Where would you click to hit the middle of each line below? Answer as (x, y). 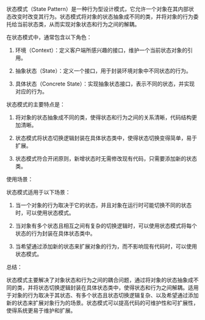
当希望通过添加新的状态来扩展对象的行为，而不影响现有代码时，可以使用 (106, 246)
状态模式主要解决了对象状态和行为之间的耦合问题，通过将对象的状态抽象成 (100, 280)
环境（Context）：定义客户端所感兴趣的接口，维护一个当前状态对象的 (101, 50)
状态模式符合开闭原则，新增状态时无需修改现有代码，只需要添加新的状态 (106, 158)
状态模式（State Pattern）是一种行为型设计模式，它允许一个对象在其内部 (98, 9)
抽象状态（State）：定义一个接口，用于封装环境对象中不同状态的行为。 (103, 71)
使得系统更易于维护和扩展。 (41, 311)
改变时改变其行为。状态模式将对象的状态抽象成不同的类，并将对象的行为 (102, 16)
